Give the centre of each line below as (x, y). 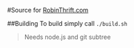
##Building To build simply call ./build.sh (67, 23)
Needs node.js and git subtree (67, 37)
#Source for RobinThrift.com (48, 10)
